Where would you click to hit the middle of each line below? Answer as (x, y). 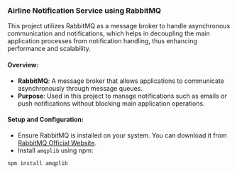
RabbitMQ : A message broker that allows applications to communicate (121, 81)
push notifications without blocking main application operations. (111, 103)
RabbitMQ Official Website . (57, 143)
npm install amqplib (38, 163)
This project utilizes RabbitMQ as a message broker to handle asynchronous (119, 26)
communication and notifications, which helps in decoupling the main (109, 33)
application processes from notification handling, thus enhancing (102, 41)
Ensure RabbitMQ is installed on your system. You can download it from (122, 135)
